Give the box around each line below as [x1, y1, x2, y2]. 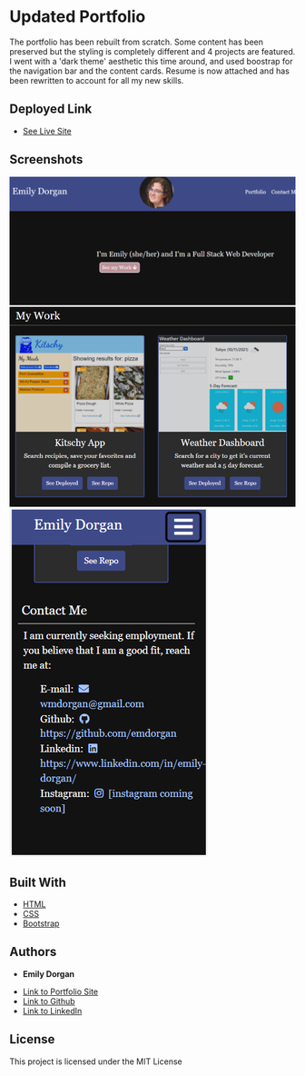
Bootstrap [22, 918, 60, 929]
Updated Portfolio [9, 6, 146, 27]
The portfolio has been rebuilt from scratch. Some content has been [9, 36, 263, 47]
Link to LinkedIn [22, 1005, 83, 1016]
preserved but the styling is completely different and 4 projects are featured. [9, 45, 296, 56]
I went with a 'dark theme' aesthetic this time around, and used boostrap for [9, 55, 293, 66]
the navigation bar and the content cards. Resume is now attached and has [9, 65, 290, 76]
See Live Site [22, 125, 73, 136]
